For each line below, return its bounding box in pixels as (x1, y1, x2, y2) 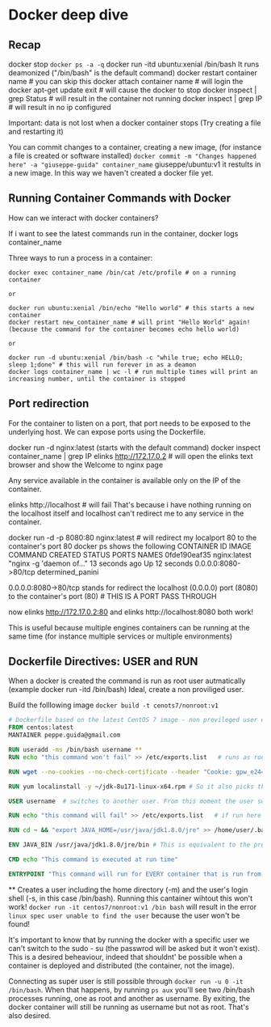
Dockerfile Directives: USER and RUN (8, 655, 198, 668)
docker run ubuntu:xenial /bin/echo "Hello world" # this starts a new (8, 303, 254, 312)
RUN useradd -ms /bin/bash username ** (8, 746, 143, 754)
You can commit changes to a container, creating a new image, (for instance (8, 142, 262, 151)
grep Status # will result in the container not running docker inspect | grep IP (8, 94, 263, 103)
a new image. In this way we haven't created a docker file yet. (8, 168, 214, 177)
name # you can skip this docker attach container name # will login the (8, 77, 244, 86)
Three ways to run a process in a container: (8, 253, 153, 262)
